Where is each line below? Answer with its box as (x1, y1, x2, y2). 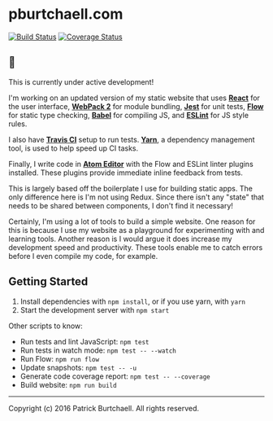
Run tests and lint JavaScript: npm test (19, 336, 149, 346)
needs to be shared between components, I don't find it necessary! (8, 200, 234, 210)
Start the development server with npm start (19, 305, 170, 314)
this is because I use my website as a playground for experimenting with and (8, 225, 265, 235)
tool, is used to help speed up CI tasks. (8, 143, 139, 153)
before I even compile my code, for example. (8, 251, 158, 261)
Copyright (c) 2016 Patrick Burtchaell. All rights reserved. (8, 403, 200, 413)
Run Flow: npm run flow (19, 353, 100, 363)
